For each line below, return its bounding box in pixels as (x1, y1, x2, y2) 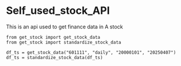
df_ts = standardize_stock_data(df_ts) (6, 54, 103, 60)
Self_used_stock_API (6, 4, 110, 17)
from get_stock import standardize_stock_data (6, 39, 121, 45)
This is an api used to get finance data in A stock (6, 23, 124, 30)
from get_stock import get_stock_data (6, 34, 100, 40)
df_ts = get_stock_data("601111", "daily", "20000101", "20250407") (6, 49, 176, 56)
